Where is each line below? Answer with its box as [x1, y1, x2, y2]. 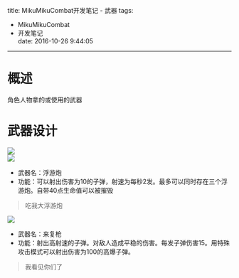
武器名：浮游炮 [17, 168, 62, 176]
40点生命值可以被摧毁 [48, 186, 114, 194]
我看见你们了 [24, 262, 63, 271]
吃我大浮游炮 [24, 201, 63, 210]
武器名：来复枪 [17, 230, 62, 238]
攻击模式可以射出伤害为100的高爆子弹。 [17, 247, 135, 256]
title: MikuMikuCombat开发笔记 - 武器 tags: [7, 6, 134, 14]
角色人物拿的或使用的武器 [7, 95, 83, 104]
